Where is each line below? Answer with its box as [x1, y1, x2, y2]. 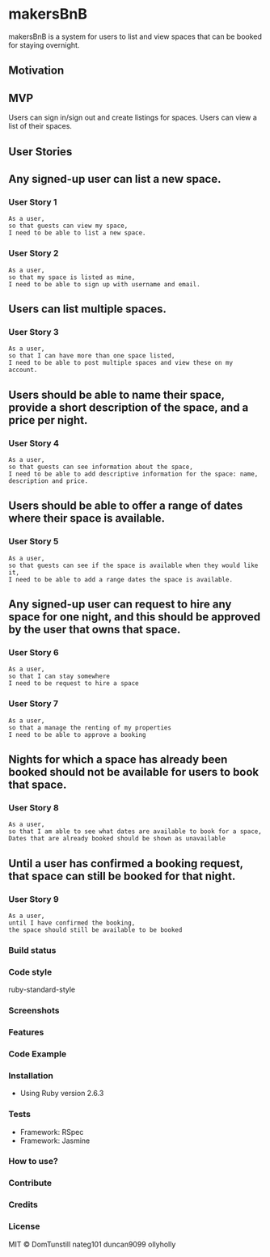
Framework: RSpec [19, 1127, 84, 1136]
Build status [8, 944, 57, 955]
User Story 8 [8, 802, 59, 813]
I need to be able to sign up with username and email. [8, 280, 200, 288]
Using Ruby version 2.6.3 [19, 1089, 104, 1098]
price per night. [8, 413, 88, 427]
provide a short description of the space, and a [8, 400, 249, 414]
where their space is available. [8, 511, 166, 526]
